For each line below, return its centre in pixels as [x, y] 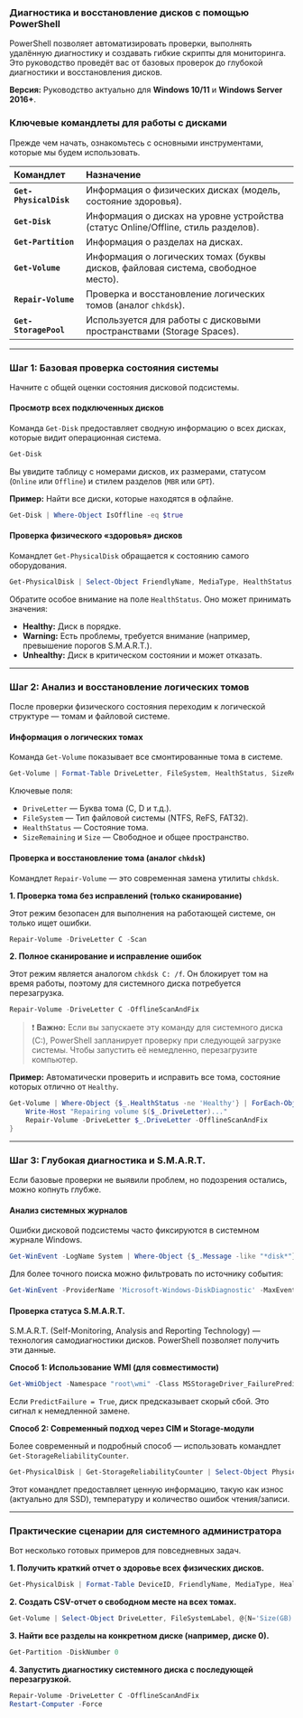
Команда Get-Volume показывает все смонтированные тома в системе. [146, 757]
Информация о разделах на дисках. [164, 241]
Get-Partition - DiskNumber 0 [64, 1652]
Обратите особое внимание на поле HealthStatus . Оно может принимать [150, 599]
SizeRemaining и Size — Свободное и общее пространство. [136, 837]
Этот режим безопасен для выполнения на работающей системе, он [142, 913]
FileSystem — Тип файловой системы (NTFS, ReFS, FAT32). [135, 818]
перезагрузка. [37, 993]
